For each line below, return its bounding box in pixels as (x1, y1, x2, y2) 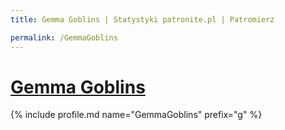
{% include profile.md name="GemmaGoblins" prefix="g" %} (10, 109, 263, 121)
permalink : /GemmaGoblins (10, 32, 118, 43)
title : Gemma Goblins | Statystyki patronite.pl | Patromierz (10, 14, 275, 25)
